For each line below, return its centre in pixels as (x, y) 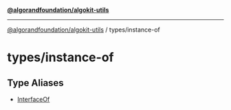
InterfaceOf (33, 99)
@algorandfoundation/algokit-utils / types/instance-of (84, 30)
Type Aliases (35, 83)
